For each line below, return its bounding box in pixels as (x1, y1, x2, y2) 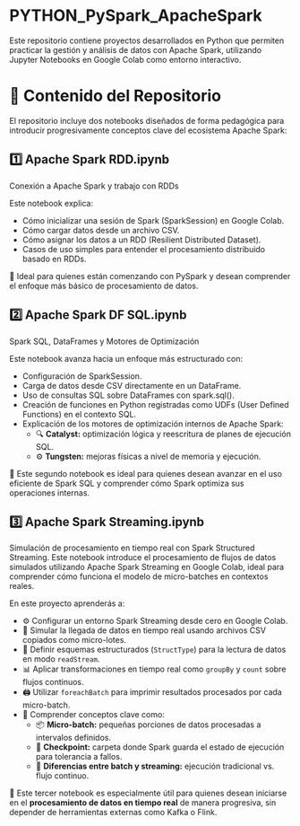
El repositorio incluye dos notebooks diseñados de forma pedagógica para (9, 115, 285, 126)
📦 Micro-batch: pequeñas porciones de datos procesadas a (35, 719, 261, 730)
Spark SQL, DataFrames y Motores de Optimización (9, 336, 200, 347)
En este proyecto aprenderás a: (9, 598, 125, 609)
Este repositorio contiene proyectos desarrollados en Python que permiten (9, 35, 285, 46)
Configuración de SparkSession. (21, 370, 142, 382)
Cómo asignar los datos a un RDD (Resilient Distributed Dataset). (21, 234, 261, 245)
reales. (9, 581, 35, 592)
